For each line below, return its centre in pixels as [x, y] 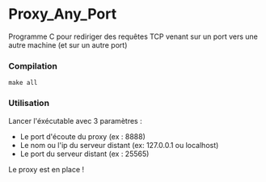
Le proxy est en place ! [46, 169]
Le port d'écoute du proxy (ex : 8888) [82, 136]
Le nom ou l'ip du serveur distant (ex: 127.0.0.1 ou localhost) [119, 145]
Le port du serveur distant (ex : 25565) [84, 154]
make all [23, 83]
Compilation [33, 66]
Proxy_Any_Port [63, 14]
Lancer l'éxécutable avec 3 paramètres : [76, 121]
